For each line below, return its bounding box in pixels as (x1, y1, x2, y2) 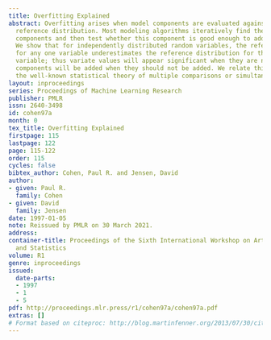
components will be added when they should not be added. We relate (15, 64, 251, 73)
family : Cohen (15, 191, 63, 200)
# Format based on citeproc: (8, 319, 106, 327)
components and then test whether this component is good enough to (15, 34, 251, 43)
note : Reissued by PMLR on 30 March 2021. (8, 222, 153, 230)
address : (8, 229, 38, 238)
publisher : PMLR (8, 94, 63, 102)
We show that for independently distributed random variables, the (15, 42, 248, 50)
